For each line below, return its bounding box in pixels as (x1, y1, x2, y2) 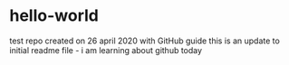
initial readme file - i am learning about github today (9, 44, 202, 55)
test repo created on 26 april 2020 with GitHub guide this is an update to (9, 35, 281, 46)
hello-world (9, 5, 100, 26)
